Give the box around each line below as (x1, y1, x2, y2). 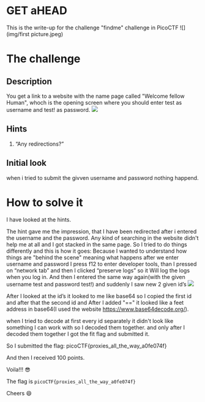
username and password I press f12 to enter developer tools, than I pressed (6, 260, 197, 267)
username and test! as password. (6, 106, 91, 113)
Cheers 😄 (6, 389, 32, 396)
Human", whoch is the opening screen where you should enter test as (6, 99, 182, 106)
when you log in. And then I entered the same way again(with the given (6, 273, 185, 280)
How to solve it (6, 195, 84, 209)
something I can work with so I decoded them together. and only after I (6, 324, 185, 331)
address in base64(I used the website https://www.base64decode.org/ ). (6, 305, 189, 313)
